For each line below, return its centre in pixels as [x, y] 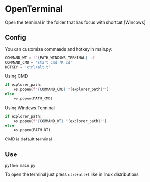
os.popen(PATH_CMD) [33, 98]
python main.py [20, 166]
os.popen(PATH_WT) [32, 130]
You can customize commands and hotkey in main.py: [59, 49]
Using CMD [16, 76]
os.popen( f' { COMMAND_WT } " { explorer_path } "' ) [60, 121]
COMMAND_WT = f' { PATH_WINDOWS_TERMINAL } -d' [51, 58]
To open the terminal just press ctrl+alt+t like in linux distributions [72, 174]
